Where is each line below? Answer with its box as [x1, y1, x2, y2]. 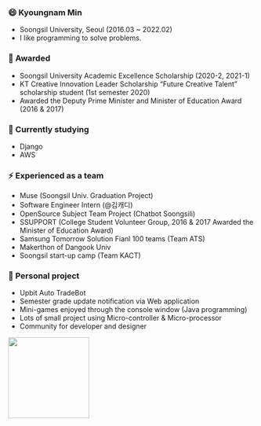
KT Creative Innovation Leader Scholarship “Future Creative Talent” [19, 79, 237, 89]
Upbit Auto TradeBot [19, 288, 86, 298]
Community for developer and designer [19, 321, 147, 331]
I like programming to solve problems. [19, 33, 142, 42]
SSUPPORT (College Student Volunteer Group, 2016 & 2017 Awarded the [19, 218, 254, 227]
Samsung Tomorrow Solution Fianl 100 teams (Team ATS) [19, 234, 205, 244]
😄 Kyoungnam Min [8, 7, 82, 18]
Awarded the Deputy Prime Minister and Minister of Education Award [19, 96, 242, 105]
